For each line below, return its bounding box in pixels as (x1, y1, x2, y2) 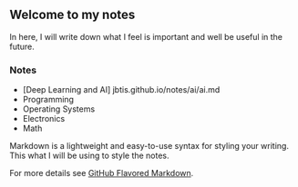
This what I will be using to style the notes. (9, 150, 170, 162)
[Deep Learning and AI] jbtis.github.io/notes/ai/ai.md (22, 84, 221, 95)
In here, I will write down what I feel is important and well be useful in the (9, 31, 283, 42)
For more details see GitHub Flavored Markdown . (9, 168, 194, 179)
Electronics (22, 113, 66, 124)
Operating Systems (22, 103, 96, 114)
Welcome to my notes (9, 7, 136, 23)
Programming (22, 94, 75, 105)
